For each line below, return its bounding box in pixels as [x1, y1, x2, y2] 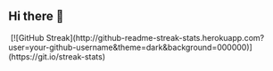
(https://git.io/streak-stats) [8, 51, 106, 62]
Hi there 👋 [8, 9, 64, 24]
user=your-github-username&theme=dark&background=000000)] [8, 42, 253, 52]
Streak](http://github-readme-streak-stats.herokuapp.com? [45, 32, 265, 43]
